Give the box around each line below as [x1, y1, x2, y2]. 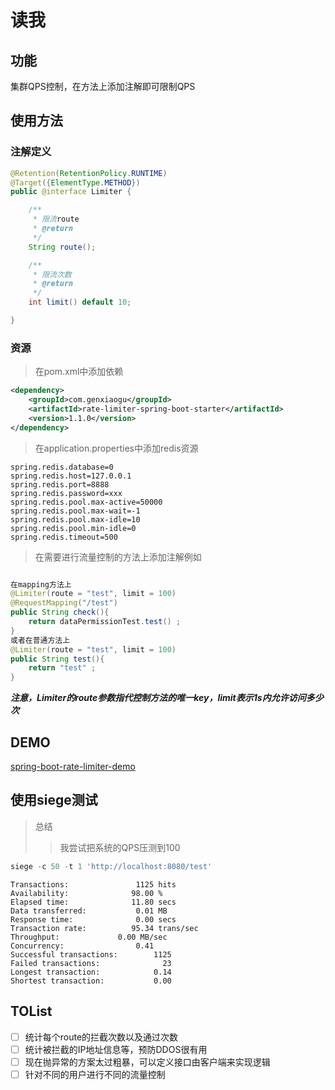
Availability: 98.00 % [10, 888, 163, 898]
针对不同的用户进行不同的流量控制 [24, 1068, 166, 1080]
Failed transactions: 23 [10, 958, 172, 968]
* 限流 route [32, 214, 80, 225]
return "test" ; [28, 663, 97, 673]
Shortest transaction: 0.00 [10, 976, 172, 986]
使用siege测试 [10, 792, 98, 809]
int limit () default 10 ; [28, 297, 132, 308]
